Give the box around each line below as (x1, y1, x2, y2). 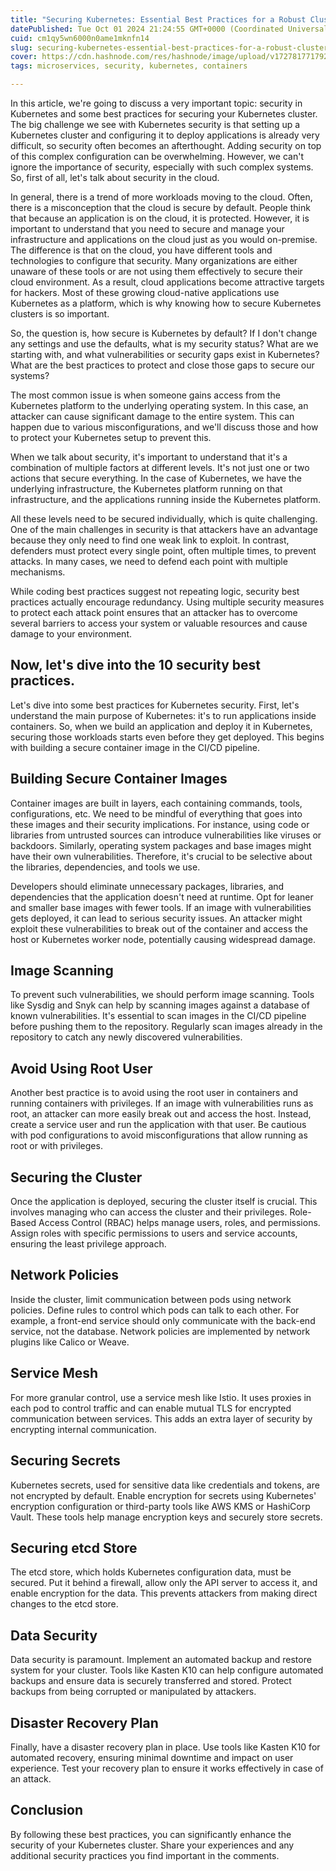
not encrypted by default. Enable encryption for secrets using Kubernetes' (10, 1489, 317, 1501)
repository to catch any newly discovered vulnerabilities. (10, 1031, 243, 1043)
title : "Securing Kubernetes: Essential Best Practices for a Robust (10, 14, 307, 25)
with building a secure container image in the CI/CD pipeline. (10, 741, 261, 753)
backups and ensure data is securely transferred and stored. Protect (10, 1675, 292, 1687)
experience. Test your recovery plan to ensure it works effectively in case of (10, 1762, 324, 1774)
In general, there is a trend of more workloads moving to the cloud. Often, (10, 191, 313, 203)
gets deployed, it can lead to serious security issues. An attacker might (10, 912, 303, 924)
